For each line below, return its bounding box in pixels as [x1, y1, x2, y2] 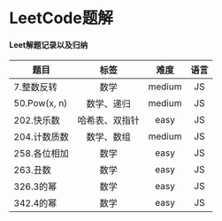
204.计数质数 [13, 131, 69, 143]
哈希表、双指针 [77, 114, 140, 126]
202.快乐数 [13, 114, 60, 126]
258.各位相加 [13, 148, 69, 160]
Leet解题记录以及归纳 [9, 39, 88, 50]
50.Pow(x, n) [13, 97, 68, 110]
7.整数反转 [13, 81, 57, 94]
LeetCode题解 [9, 8, 113, 28]
